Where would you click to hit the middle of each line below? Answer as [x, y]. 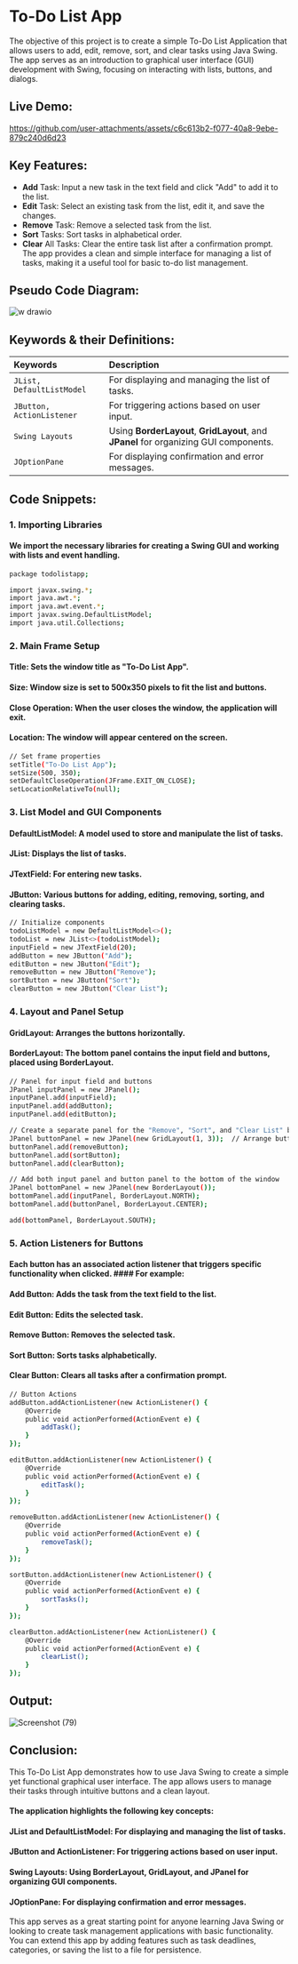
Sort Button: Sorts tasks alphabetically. [83, 1355]
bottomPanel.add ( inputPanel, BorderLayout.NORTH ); [105, 1196]
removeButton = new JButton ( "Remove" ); [83, 972]
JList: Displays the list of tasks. [68, 854]
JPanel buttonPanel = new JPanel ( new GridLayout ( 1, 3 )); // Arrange [141, 1138]
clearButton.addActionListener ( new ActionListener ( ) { [113, 1632]
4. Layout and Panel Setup [67, 1011]
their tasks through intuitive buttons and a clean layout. [110, 1791]
